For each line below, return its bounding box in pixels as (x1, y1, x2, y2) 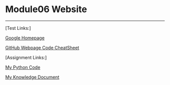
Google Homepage (5, 34, 45, 41)
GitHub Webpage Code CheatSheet (5, 45, 79, 51)
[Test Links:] (5, 25, 31, 31)
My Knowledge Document (5, 74, 60, 80)
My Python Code (5, 64, 40, 70)
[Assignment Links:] (5, 54, 47, 60)
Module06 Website (5, 4, 88, 15)
